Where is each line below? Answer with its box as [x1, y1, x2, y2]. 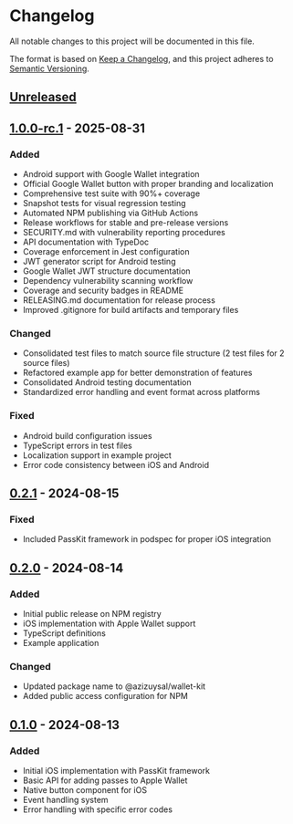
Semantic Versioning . [9, 63, 89, 74]
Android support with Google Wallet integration [22, 169, 200, 180]
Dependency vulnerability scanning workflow [22, 276, 194, 287]
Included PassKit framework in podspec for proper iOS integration [22, 534, 272, 545]
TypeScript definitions [22, 627, 107, 639]
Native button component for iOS [22, 784, 148, 795]
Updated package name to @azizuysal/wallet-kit [22, 681, 206, 692]
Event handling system [22, 794, 109, 805]
